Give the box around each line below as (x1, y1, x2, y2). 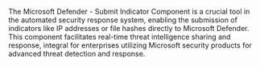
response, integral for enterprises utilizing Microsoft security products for (8, 41, 252, 50)
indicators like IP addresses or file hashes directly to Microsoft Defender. (8, 24, 250, 33)
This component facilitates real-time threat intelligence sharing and (8, 32, 231, 41)
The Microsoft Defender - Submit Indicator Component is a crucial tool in (8, 7, 250, 16)
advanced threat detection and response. (8, 49, 146, 58)
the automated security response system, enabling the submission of (8, 15, 237, 25)
